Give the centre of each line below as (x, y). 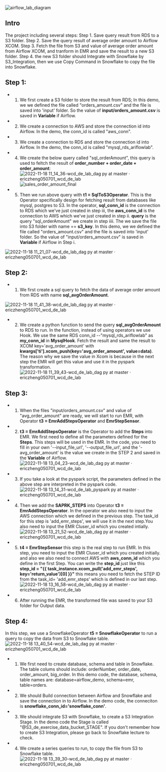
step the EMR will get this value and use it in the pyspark (77, 362)
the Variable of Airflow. (43, 458)
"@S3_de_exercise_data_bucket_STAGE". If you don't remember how (90, 727)
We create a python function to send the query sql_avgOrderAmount (90, 325)
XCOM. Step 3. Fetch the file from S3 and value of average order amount (79, 46)
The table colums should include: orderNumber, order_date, (81, 669)
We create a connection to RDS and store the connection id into (84, 142)
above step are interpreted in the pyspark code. (68, 485)
